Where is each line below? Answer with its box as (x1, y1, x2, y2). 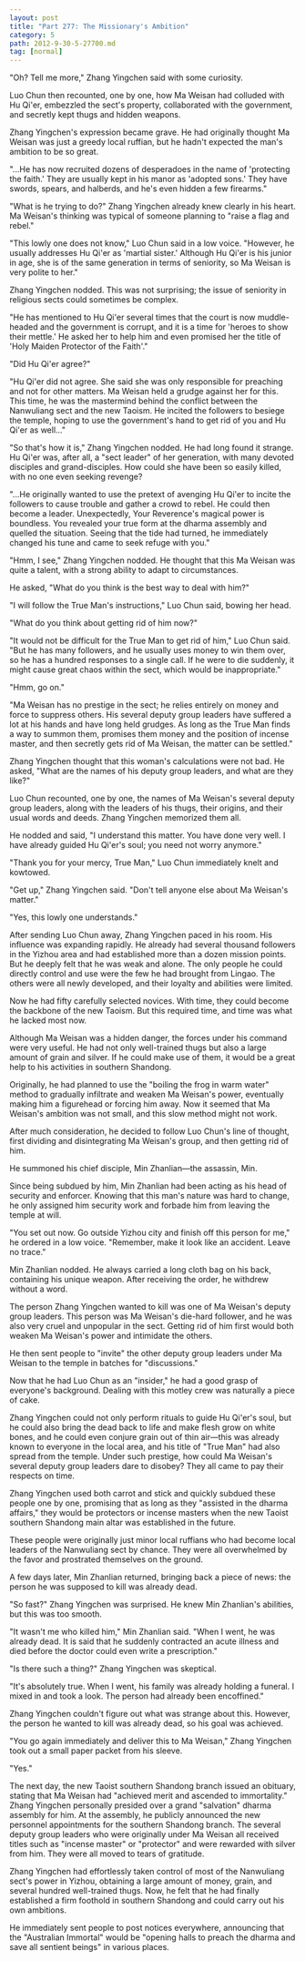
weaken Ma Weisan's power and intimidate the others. (9, 1331, 213, 1342)
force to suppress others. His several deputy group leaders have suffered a (9, 710, 291, 720)
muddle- (257, 312, 290, 323)
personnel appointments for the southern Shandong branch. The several (9, 1819, 281, 1831)
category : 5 (9, 30, 55, 39)
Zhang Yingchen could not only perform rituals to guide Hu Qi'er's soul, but (9, 1413, 291, 1424)
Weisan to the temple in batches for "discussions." (9, 1358, 198, 1369)
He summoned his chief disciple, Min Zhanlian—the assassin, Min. (9, 1163, 258, 1174)
